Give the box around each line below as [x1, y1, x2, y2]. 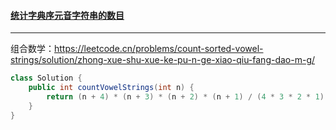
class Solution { [10, 73, 83, 84]
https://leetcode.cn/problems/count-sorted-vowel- [54, 43, 264, 55]
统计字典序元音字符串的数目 [10, 9, 125, 21]
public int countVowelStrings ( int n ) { [28, 83, 195, 93]
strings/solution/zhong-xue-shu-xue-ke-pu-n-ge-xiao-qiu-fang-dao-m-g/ [10, 54, 316, 66]
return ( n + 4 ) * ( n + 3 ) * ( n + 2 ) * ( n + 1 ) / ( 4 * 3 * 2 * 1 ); [46, 91, 329, 102]
